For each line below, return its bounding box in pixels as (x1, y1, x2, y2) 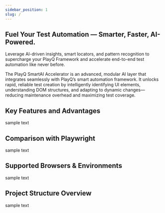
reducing (5, 92, 24, 98)
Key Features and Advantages (5, 106, 100, 115)
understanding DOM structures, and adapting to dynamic (5, 87, 122, 93)
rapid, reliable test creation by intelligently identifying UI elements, (5, 82, 141, 88)
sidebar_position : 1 (5, 7, 48, 12)
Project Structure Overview (5, 189, 92, 198)
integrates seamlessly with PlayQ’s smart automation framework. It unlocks (5, 76, 159, 82)
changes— (123, 87, 145, 93)
